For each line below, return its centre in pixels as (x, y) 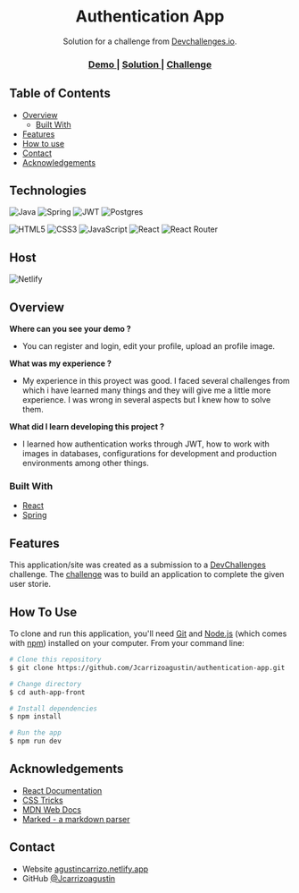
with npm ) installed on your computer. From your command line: (127, 643)
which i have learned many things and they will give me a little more (146, 390)
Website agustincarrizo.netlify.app (85, 869)
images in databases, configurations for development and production (149, 454)
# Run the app (36, 733)
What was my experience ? (60, 363)
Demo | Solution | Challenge (150, 64)
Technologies (48, 191)
